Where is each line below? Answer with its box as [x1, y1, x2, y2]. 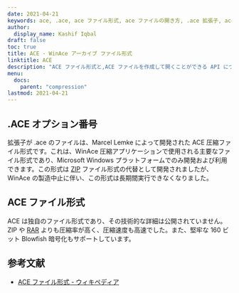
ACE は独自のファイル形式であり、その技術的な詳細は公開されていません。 [7, 216, 227, 225]
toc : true [7, 43, 37, 50]
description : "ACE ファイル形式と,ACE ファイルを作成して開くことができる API [7, 63, 221, 70]
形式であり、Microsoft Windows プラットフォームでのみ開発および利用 [19, 156, 228, 164]
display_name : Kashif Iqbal [14, 30, 97, 38]
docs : [14, 76, 31, 84]
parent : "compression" [20, 83, 87, 90]
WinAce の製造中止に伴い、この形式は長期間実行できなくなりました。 [7, 174, 213, 182]
